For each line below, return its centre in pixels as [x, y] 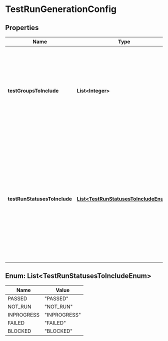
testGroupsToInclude [33, 91]
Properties [22, 28]
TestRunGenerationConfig [61, 9]
